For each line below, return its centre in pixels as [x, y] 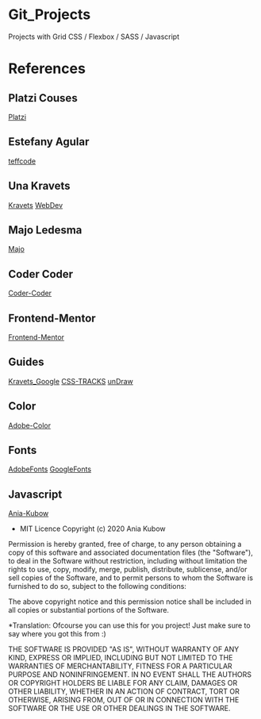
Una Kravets [39, 186]
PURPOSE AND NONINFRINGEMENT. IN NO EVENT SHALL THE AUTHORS [130, 675]
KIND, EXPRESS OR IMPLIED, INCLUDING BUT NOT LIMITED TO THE [121, 658]
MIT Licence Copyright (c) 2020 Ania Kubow [92, 529]
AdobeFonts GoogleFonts [50, 469]
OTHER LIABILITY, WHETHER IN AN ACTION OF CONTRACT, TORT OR [124, 691]
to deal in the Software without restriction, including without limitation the [128, 561]
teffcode [22, 161]
